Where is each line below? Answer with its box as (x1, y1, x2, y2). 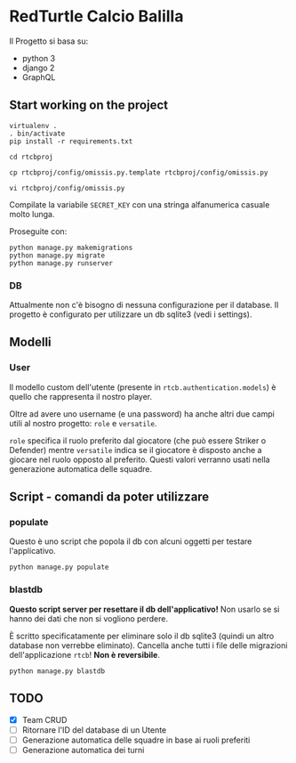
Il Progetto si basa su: (9, 36, 89, 46)
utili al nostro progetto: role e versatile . (9, 418, 157, 428)
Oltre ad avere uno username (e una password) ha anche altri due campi (9, 408, 276, 419)
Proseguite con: (9, 225, 68, 237)
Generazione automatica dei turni (21, 744, 145, 755)
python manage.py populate (9, 563, 109, 572)
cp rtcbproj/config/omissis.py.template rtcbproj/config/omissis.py (9, 167, 268, 177)
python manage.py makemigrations (9, 243, 133, 252)
